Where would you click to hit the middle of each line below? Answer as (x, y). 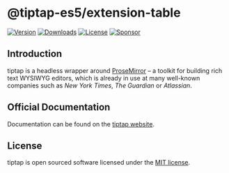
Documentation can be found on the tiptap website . (81, 124)
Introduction (35, 54)
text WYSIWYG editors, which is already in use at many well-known (104, 78)
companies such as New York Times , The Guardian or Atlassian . (100, 85)
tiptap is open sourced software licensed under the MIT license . (99, 163)
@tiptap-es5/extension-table (94, 13)
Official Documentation (59, 107)
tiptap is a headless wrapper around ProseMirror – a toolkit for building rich (115, 70)
